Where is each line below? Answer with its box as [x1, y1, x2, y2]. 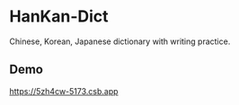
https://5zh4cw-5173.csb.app [9, 85, 119, 96]
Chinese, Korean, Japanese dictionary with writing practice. [9, 36, 231, 47]
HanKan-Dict [9, 6, 110, 27]
